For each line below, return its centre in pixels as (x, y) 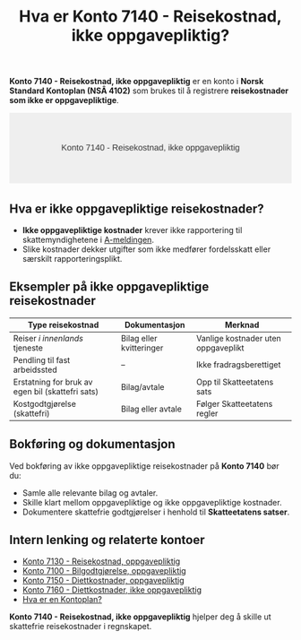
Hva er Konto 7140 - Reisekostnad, (150, 17)
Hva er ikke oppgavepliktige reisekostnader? (137, 208)
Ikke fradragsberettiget (238, 365)
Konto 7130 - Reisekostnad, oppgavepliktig (101, 561)
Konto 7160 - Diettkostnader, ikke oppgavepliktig (112, 590)
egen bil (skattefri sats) (56, 392)
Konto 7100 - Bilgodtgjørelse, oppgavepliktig (104, 571)
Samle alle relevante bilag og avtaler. (90, 493)
